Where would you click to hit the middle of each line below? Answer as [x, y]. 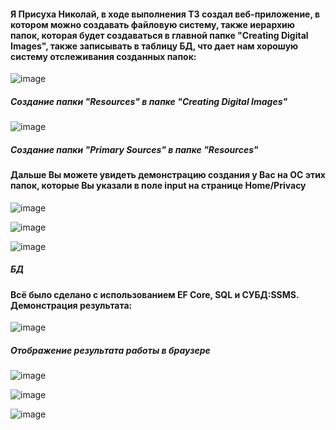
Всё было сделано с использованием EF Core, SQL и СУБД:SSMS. [155, 294]
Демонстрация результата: [71, 305]
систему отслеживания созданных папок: [103, 56]
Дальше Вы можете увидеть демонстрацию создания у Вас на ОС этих [168, 175]
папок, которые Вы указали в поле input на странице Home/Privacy [158, 186]
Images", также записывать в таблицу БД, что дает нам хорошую [154, 46]
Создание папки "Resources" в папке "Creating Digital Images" [149, 101]
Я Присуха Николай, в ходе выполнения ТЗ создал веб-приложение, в [165, 14]
